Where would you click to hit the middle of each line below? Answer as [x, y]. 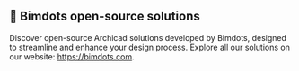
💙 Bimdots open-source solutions [105, 16]
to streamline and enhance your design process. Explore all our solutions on [149, 47]
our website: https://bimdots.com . [72, 56]
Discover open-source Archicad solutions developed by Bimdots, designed [148, 37]
